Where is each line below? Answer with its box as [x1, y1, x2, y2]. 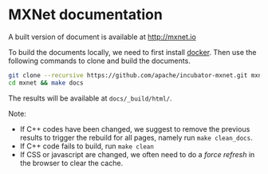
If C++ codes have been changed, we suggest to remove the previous [19, 124, 250, 133]
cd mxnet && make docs [8, 78, 84, 87]
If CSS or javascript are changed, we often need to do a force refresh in [19, 149, 255, 159]
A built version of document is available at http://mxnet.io [8, 32, 197, 42]
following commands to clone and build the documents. [8, 56, 191, 65]
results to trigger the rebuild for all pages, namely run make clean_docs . [19, 132, 253, 142]
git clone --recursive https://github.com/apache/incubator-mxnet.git [8, 71, 248, 79]
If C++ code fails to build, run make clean [19, 141, 154, 151]
